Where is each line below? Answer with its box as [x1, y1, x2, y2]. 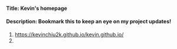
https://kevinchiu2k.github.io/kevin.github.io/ [14, 31, 124, 38]
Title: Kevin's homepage [6, 5, 68, 12]
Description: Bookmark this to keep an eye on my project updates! [6, 18, 172, 25]
